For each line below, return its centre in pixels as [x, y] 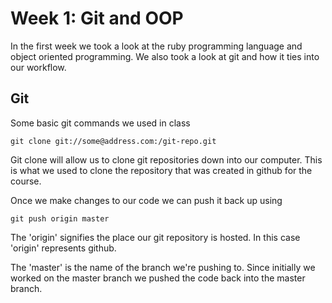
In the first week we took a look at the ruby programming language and [156, 46]
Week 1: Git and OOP [97, 18]
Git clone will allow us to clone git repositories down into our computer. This [166, 159]
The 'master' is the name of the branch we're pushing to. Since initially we [163, 267]
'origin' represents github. [63, 248]
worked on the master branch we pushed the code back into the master [158, 278]
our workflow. [38, 67]
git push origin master [60, 218]
